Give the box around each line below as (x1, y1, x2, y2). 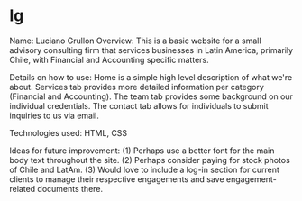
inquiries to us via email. (9, 110, 99, 121)
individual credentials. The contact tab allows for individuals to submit (9, 100, 269, 111)
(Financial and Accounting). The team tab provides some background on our (9, 91, 293, 102)
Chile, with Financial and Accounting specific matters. (9, 54, 209, 65)
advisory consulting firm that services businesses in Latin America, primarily (9, 44, 294, 55)
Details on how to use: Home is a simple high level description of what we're (9, 71, 293, 82)
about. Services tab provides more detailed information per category (9, 81, 264, 92)
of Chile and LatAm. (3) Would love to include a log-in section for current (9, 164, 279, 175)
